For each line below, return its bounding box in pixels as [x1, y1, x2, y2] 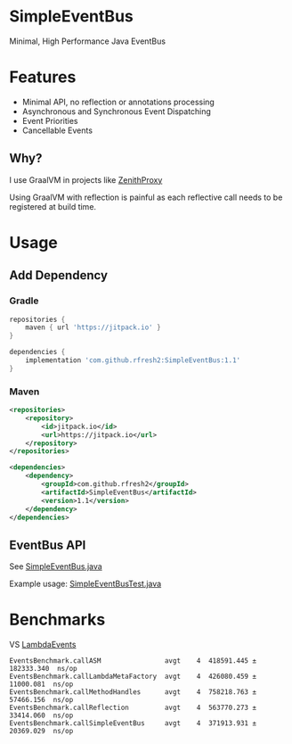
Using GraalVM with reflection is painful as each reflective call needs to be [9, 192, 283, 203]
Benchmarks [9, 609, 106, 630]
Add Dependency [9, 268, 109, 283]
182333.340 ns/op [9, 665, 77, 674]
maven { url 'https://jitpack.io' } [25, 323, 162, 332]
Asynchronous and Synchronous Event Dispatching [21, 105, 212, 117]
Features [9, 67, 77, 87]
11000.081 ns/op [9, 680, 74, 689]
